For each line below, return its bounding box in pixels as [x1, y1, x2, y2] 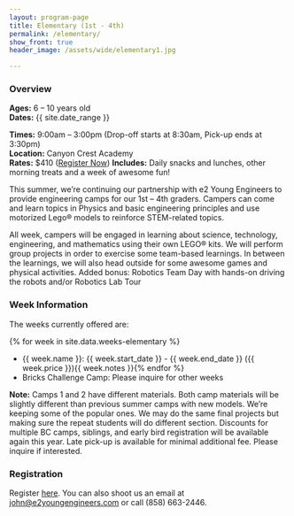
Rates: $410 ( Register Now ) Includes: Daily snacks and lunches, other [9, 158, 266, 168]
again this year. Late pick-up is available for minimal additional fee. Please [9, 435, 279, 447]
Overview [9, 83, 52, 96]
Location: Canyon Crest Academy [9, 148, 134, 159]
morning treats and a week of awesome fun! [9, 167, 171, 178]
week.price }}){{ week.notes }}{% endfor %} [21, 362, 184, 373]
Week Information [9, 298, 89, 311]
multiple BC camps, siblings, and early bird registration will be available [9, 427, 269, 437]
